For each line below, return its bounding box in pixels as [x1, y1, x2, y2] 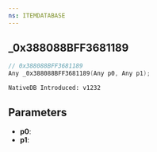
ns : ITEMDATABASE [8, 11, 66, 20]
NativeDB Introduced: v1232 [8, 84, 101, 92]
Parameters [8, 105, 67, 119]
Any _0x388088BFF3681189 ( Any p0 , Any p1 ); [8, 69, 151, 78]
